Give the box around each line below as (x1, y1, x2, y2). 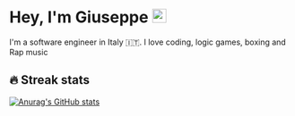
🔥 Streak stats (9, 72, 90, 87)
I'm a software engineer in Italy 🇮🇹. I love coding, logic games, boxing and (9, 37, 287, 47)
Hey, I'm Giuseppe (9, 7, 149, 28)
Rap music (9, 46, 48, 57)
